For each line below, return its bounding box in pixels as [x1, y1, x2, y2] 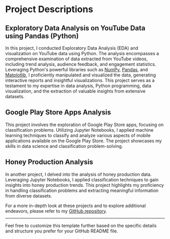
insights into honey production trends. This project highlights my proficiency [5, 182, 164, 188]
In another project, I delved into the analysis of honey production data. [5, 171, 152, 177]
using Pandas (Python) [5, 31, 79, 40]
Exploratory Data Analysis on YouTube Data [5, 24, 146, 32]
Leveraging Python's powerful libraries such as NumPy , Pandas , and [5, 67, 148, 72]
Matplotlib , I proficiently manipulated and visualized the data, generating [5, 72, 156, 78]
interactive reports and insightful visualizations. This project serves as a [5, 77, 155, 83]
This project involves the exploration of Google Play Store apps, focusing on [5, 122, 164, 128]
